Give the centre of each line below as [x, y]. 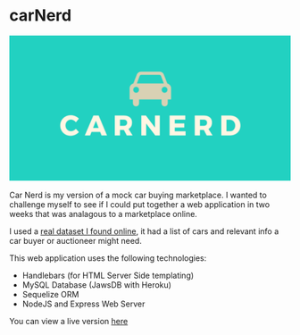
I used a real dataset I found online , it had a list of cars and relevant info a [144, 231]
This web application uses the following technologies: [108, 258]
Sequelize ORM [50, 294]
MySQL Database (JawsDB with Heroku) [97, 285]
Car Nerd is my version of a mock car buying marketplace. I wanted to [138, 195]
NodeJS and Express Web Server [83, 304]
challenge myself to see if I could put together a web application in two [140, 204]
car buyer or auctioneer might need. [76, 240]
